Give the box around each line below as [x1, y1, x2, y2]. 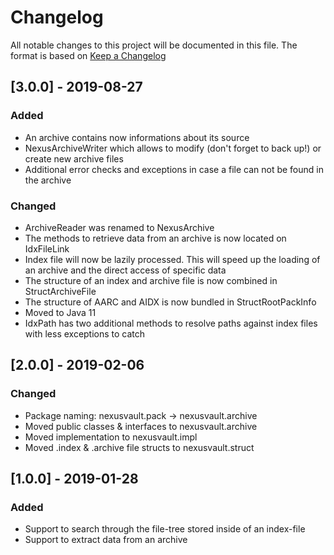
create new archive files [24, 152, 124, 165]
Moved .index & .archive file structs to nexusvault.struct [24, 441, 255, 453]
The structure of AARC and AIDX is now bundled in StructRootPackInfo [24, 296, 317, 308]
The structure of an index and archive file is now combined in [24, 274, 278, 286]
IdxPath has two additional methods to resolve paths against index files [24, 317, 318, 329]
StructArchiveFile [24, 285, 97, 297]
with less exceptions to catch [24, 327, 146, 340]
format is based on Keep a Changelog [10, 49, 167, 61]
